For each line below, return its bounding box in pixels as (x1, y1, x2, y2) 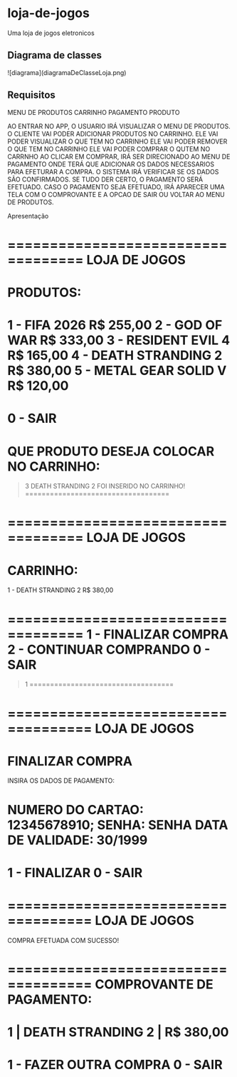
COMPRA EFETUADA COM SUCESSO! (7, 936, 120, 944)
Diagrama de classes (7, 49, 102, 61)
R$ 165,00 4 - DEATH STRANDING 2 (7, 348, 223, 364)
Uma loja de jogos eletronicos (7, 29, 95, 37)
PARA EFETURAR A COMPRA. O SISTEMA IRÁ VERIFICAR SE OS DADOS (7, 167, 219, 176)
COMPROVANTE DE (95, 976, 214, 992)
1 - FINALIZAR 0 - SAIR (7, 864, 143, 881)
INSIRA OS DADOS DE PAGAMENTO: (7, 776, 115, 785)
